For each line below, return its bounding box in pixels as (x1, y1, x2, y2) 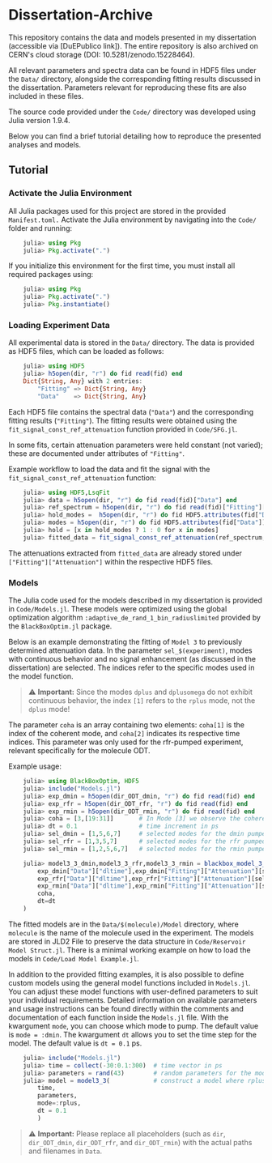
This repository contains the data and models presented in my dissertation (8, 32, 257, 42)
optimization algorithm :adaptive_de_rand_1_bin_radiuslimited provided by (8, 613, 261, 623)
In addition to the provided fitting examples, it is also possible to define (8, 969, 244, 979)
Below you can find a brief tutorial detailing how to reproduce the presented (8, 131, 261, 141)
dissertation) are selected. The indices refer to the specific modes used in (8, 662, 255, 673)
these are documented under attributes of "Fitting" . (8, 448, 185, 458)
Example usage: (8, 761, 62, 771)
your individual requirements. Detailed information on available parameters (8, 995, 257, 1005)
